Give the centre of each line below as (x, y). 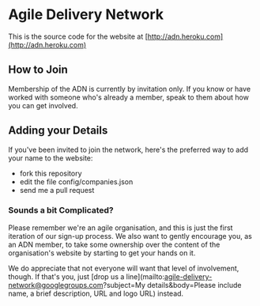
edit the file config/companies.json (76, 181)
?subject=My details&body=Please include (172, 285)
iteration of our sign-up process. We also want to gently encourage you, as (130, 236)
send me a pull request (57, 190)
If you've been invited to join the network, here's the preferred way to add (128, 149)
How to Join (38, 70)
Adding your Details (58, 131)
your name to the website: (51, 158)
